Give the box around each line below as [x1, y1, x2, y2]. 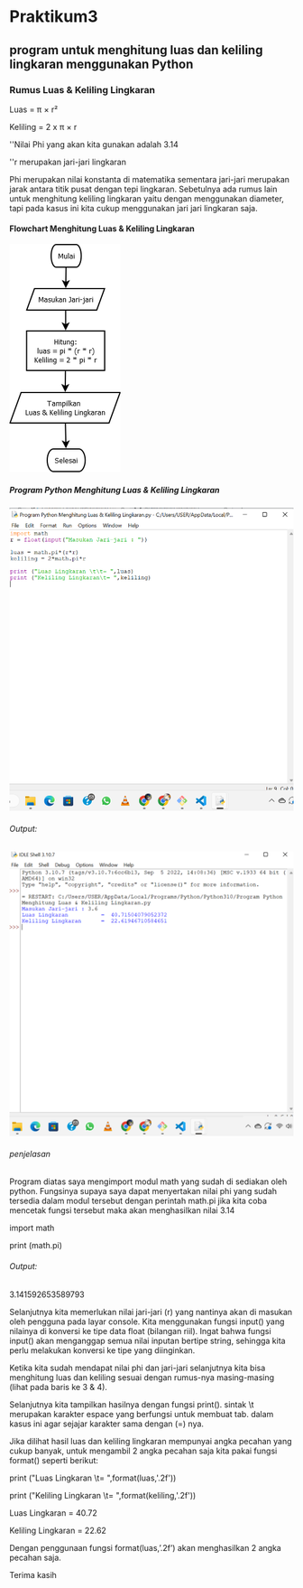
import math [9, 1222, 55, 1234]
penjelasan [9, 1148, 51, 1159]
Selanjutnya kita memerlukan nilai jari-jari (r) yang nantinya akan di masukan [9, 1306, 293, 1317]
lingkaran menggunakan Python [9, 56, 194, 71]
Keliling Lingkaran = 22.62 [9, 1525, 106, 1536]
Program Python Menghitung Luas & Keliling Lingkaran [9, 484, 220, 495]
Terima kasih [9, 1569, 57, 1580]
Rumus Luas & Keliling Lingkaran [9, 83, 156, 96]
